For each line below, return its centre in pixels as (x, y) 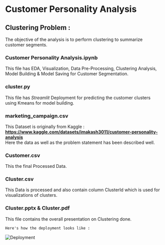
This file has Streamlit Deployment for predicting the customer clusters (78, 98)
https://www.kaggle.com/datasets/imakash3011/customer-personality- (82, 132)
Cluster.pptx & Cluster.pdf (38, 208)
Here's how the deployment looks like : (48, 228)
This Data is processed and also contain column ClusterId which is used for (83, 190)
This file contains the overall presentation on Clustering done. (69, 219)
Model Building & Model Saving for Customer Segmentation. (67, 74)
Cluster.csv (19, 179)
